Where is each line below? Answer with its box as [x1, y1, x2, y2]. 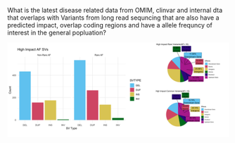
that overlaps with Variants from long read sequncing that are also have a [7, 13, 220, 22]
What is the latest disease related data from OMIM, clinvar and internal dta [7, 6, 223, 14]
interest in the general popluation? [7, 28, 107, 37]
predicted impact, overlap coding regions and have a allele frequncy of [7, 21, 213, 29]
